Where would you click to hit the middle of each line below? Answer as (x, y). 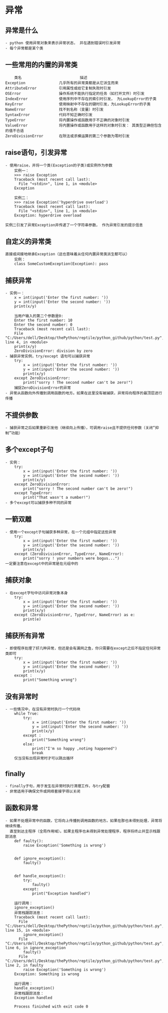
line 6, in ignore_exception (35, 948)
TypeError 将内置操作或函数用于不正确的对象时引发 (67, 120)
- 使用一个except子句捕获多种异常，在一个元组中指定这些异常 (61, 532)
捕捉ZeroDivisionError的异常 (42, 388)
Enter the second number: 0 (43, 325)
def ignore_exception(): (40, 858)
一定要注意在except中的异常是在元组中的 (42, 563)
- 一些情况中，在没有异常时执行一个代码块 (43, 709)
